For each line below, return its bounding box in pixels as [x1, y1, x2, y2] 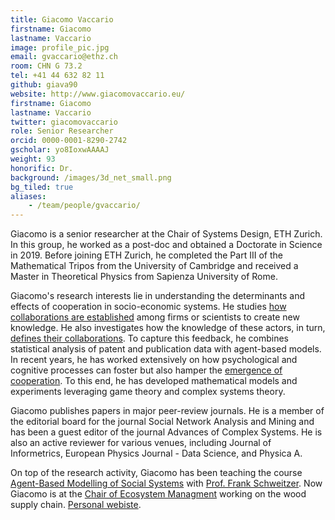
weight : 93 [10, 154, 56, 164]
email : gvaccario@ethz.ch [10, 52, 118, 62]
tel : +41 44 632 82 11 [10, 71, 105, 81]
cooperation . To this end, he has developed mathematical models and [10, 375, 298, 387]
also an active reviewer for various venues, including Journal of [10, 437, 272, 449]
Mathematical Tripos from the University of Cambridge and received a [10, 260, 299, 272]
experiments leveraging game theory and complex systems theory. [10, 386, 286, 398]
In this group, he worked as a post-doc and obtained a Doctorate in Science [10, 239, 323, 251]
